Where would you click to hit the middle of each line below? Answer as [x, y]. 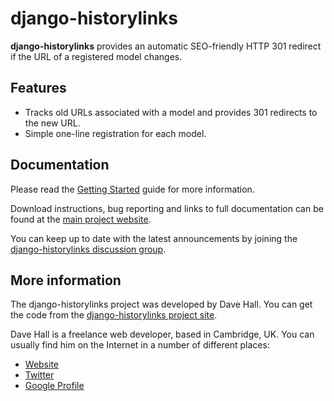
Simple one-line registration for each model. [115, 133]
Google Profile [54, 386]
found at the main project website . [81, 219]
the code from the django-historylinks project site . [114, 315]
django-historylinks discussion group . [88, 249]
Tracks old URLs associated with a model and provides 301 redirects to [171, 112]
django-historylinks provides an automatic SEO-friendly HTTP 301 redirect [166, 46]
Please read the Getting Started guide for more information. [132, 189]
